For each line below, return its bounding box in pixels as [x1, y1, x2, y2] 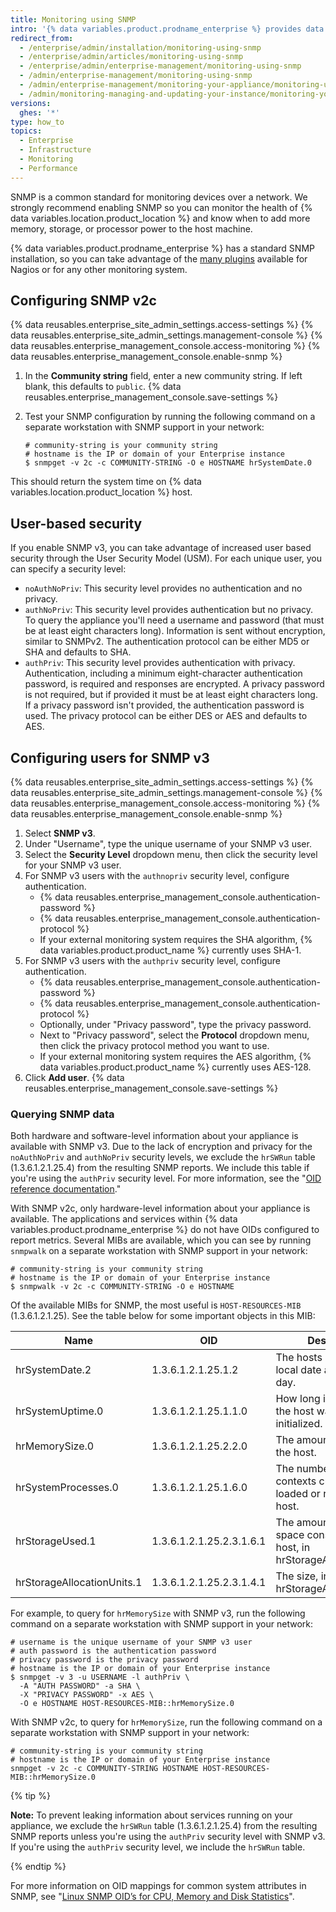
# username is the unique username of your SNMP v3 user [10, 1637, 253, 1648]
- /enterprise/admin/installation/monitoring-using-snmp [19, 42, 262, 53]
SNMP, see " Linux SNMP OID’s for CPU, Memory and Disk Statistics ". [10, 1891, 295, 1903]
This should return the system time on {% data [10, 476, 202, 488]
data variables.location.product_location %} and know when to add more [10, 212, 311, 224]
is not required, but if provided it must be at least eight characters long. [24, 689, 318, 701]
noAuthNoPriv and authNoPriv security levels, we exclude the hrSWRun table [10, 1151, 316, 1163]
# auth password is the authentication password [10, 1646, 217, 1656]
